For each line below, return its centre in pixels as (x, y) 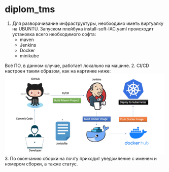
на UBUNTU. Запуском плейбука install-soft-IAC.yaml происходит (83, 28)
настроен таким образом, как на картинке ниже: (58, 71)
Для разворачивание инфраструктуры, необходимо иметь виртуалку (88, 23)
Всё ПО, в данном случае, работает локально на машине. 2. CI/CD (77, 65)
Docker (27, 50)
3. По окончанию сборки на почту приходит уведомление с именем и (81, 159)
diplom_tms (30, 9)
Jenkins (28, 45)
